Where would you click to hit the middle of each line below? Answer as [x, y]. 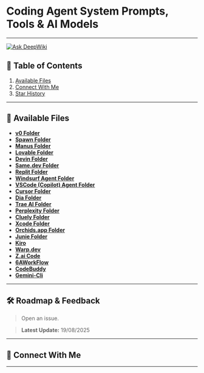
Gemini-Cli [29, 275]
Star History [30, 93]
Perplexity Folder [37, 211]
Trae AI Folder [33, 204]
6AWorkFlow [32, 262]
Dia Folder [28, 197]
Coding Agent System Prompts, [87, 11]
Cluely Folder [32, 217]
